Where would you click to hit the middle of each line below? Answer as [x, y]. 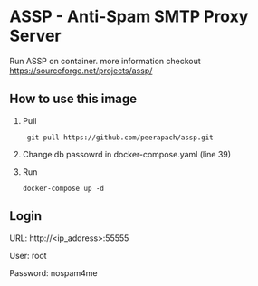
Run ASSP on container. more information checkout [105, 61]
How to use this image [73, 99]
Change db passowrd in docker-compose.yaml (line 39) [127, 154]
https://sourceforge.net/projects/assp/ [81, 71]
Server [35, 36]
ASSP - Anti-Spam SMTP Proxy [129, 17]
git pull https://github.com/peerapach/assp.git [120, 138]
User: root [28, 255]
